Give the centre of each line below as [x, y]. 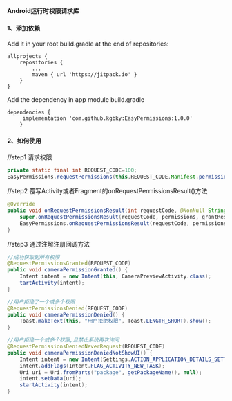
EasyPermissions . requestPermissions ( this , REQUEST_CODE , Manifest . [103, 177]
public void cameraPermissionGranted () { [68, 270]
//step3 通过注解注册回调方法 [49, 244]
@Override [21, 204]
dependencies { [29, 113]
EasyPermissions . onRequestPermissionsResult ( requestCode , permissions [123, 223]
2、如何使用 [24, 141]
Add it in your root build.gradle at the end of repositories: [88, 44]
